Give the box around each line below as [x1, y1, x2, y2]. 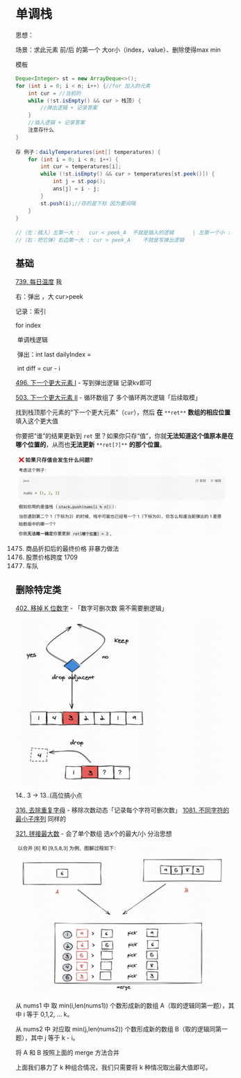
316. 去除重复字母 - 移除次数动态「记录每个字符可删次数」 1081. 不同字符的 [15, 806, 229, 815]
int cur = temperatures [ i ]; [40, 163, 122, 171]
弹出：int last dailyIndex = [17, 350, 92, 359]
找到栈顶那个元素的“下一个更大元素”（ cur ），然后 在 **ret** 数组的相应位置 [15, 408, 231, 416]
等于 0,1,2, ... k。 [26, 1010, 74, 1019]
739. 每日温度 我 [15, 277, 63, 286]
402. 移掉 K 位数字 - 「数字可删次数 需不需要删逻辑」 [15, 604, 168, 612]
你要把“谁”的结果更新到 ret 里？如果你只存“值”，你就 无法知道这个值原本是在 [15, 431, 234, 439]
